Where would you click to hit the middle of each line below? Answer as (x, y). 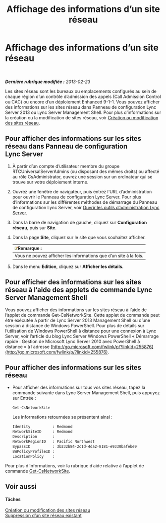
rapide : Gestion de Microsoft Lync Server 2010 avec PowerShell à (73, 341)
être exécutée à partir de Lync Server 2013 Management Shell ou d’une (78, 320)
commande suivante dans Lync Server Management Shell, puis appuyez (86, 392)
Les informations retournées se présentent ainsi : (62, 417)
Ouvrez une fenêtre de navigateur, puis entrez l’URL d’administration (82, 191)
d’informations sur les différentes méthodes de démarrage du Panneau (85, 202)
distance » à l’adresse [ (29, 347)
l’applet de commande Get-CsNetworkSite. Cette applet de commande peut (83, 315)
